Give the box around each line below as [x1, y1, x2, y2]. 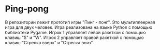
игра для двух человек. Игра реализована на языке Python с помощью [5, 24, 153, 30]
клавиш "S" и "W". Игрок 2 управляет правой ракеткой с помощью [5, 35, 144, 40]
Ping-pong [5, 3, 49, 14]
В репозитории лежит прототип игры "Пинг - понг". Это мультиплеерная [5, 19, 156, 25]
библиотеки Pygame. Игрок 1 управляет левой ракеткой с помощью [5, 29, 146, 35]
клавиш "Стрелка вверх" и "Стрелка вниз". [5, 39, 94, 45]
